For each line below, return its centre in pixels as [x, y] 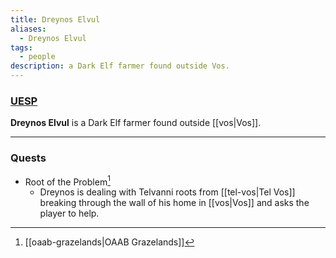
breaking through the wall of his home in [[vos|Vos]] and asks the [174, 203]
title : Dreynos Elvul [55, 19]
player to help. [69, 213]
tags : [21, 47]
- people [37, 57]
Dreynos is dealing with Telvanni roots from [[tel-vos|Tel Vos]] [167, 192]
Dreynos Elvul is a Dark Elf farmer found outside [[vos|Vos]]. [136, 123]
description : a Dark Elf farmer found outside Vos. [120, 66]
